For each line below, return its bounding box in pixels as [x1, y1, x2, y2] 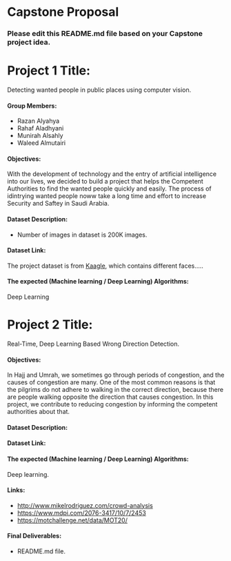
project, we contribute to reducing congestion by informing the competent [7, 400, 218, 409]
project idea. [7, 37, 50, 47]
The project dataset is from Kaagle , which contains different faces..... [7, 262, 203, 270]
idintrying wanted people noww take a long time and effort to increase [7, 192, 207, 200]
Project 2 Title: [7, 317, 93, 333]
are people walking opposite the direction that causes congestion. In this [7, 393, 214, 401]
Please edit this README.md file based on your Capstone [7, 29, 203, 39]
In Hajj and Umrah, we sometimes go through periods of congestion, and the [7, 371, 225, 380]
